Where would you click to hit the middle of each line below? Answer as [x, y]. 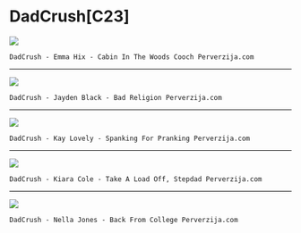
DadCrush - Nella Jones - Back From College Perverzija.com [124, 220]
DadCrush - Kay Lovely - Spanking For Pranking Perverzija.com [130, 138]
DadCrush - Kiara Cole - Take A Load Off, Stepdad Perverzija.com [136, 179]
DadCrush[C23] [69, 17]
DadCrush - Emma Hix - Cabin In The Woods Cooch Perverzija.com [132, 57]
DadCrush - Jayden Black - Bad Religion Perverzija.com [116, 97]
